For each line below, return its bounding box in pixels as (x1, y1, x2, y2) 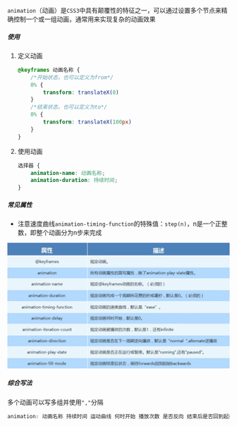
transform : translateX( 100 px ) (43, 118, 132, 126)
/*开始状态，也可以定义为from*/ (30, 73, 114, 81)
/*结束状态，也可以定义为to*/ (30, 104, 108, 111)
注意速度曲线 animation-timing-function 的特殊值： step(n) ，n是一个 (17, 219, 216, 228)
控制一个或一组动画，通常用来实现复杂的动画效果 (13, 15, 156, 23)
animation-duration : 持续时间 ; (30, 177, 119, 184)
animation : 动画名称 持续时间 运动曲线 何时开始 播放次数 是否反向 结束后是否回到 (7, 413, 224, 420)
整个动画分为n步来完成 (36, 229, 102, 237)
